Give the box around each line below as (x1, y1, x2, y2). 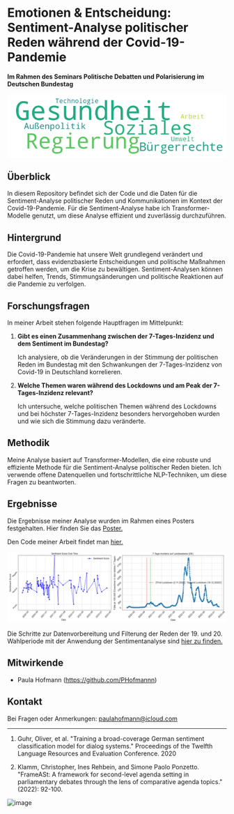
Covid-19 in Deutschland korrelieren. (17, 368, 123, 376)
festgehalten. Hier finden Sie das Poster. (7, 524, 123, 532)
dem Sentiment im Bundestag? (17, 339, 109, 348)
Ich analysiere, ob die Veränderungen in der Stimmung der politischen (17, 353, 219, 362)
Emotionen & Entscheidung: (7, 5, 172, 21)
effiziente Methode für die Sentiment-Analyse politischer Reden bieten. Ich (7, 463, 221, 471)
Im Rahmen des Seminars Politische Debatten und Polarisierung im (7, 72, 205, 81)
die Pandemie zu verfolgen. (7, 280, 86, 289)
